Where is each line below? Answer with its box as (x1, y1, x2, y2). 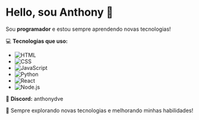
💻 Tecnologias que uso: (5, 37, 68, 45)
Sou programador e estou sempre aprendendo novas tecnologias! (5, 25, 171, 33)
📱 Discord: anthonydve (5, 95, 64, 102)
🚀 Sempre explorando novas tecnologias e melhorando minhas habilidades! (5, 107, 194, 114)
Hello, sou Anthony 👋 (5, 5, 114, 19)
